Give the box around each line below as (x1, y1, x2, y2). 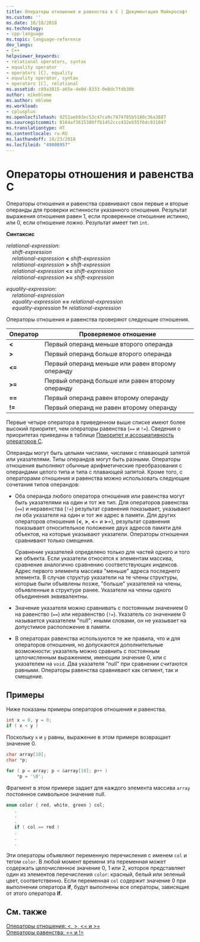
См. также (6, 907, 48, 917)
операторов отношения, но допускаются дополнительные (14, 641, 164, 648)
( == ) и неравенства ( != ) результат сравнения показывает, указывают (14, 505, 190, 512)
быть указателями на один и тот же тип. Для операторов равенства (14, 498, 189, 506)
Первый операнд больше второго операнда (44, 349, 172, 358)
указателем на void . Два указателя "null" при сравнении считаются (14, 660, 187, 667)
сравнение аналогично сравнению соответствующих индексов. (14, 561, 179, 568)
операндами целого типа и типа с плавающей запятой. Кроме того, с (6, 468, 183, 475)
